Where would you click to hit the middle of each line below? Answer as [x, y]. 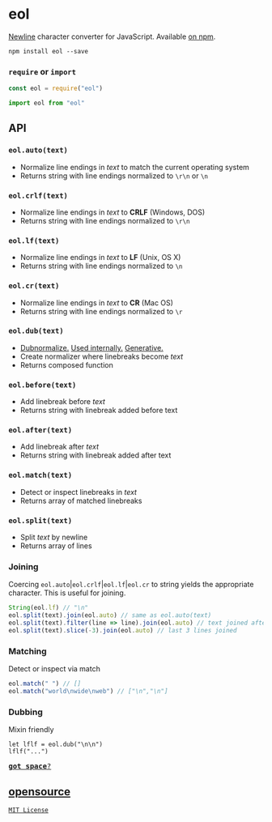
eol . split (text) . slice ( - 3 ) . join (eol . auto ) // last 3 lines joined [123, 630]
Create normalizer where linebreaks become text [102, 356]
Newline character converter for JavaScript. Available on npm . [112, 36]
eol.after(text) [40, 430]
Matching [28, 651]
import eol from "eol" [47, 103]
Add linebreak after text [59, 447]
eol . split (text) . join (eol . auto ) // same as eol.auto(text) [110, 615]
